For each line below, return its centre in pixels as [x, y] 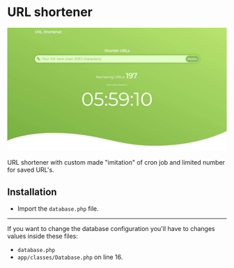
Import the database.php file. [58, 209]
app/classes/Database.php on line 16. [70, 257]
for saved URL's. [31, 170]
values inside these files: [42, 236]
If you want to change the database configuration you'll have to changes [111, 229]
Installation [32, 192]
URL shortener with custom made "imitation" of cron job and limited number [116, 163]
